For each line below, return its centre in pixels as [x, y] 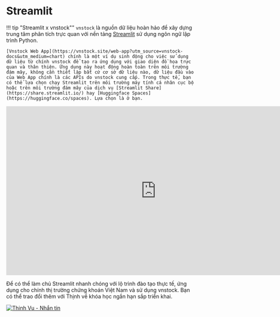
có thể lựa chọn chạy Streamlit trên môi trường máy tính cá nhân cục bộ [100, 83]
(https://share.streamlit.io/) [45, 93]
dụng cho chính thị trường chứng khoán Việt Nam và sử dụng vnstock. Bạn [98, 290]
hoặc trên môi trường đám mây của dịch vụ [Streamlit [75, 88]
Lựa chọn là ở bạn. [119, 98]
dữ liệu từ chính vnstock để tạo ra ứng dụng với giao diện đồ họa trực [99, 62]
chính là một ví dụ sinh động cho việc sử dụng [128, 56]
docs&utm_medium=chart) [36, 56]
